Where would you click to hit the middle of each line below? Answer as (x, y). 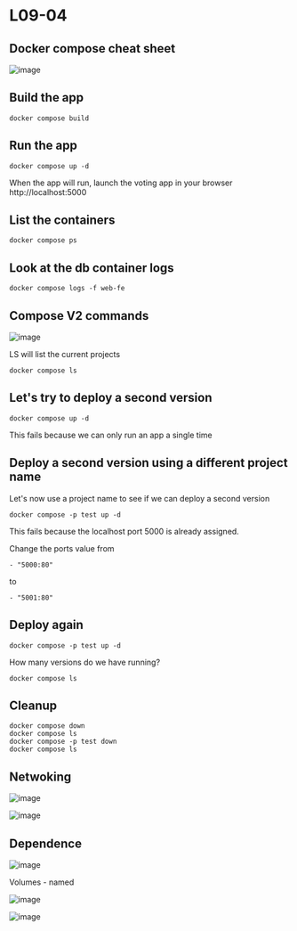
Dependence (46, 843)
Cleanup (33, 705)
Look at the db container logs (92, 268)
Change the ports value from (62, 548)
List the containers (62, 220)
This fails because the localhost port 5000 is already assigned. (124, 531)
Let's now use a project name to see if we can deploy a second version (140, 498)
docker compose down (48, 726)
